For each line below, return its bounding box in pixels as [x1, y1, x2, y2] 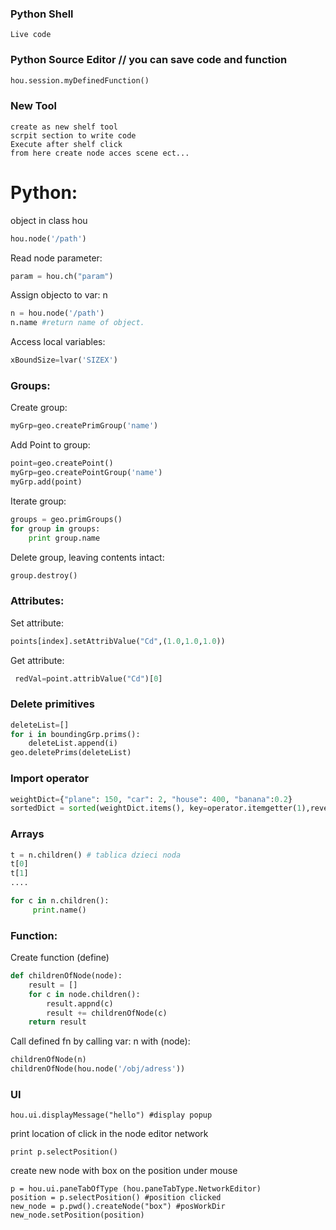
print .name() [32, 905, 87, 915]
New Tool [10, 99, 57, 113]
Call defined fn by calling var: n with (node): [10, 1035, 191, 1047]
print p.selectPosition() [10, 1147, 118, 1157]
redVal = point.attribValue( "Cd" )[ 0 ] [14, 673, 163, 684]
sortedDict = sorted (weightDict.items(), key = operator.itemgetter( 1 [10, 803, 302, 814]
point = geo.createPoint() [10, 458, 114, 469]
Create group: [10, 402, 68, 414]
